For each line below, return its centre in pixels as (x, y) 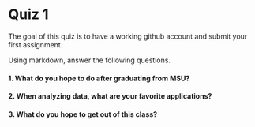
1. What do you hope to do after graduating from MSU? (99, 78)
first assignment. (36, 44)
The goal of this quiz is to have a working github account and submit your (128, 36)
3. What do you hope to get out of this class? (83, 114)
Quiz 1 (28, 15)
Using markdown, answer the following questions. (90, 60)
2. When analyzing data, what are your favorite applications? (110, 96)
